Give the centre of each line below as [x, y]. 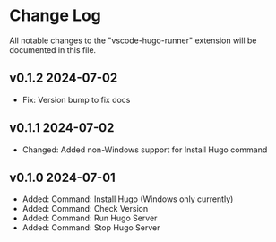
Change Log [55, 16]
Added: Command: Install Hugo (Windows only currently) [128, 199]
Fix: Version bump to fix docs [76, 99]
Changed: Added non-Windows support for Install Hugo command [145, 150]
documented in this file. [53, 49]
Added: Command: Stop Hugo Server [91, 228]
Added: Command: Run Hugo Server [90, 218]
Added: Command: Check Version [85, 209]
